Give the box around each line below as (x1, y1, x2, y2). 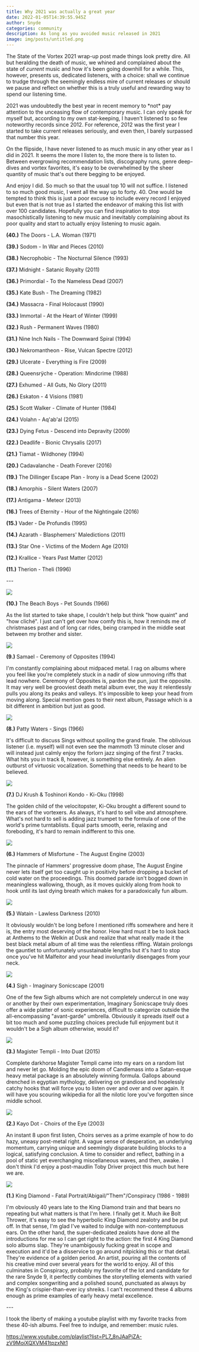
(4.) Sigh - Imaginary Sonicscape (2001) (6, 982, 105, 989)
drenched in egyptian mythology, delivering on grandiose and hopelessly (6, 1078, 185, 1086)
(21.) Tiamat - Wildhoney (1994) (6, 450, 84, 457)
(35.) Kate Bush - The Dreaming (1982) (6, 289, 102, 296)
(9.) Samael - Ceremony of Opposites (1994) (6, 653, 116, 660)
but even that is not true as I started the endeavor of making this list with (6, 201, 184, 208)
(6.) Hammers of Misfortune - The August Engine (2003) (6, 851, 145, 857)
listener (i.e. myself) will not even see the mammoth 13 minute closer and (6, 743, 185, 750)
